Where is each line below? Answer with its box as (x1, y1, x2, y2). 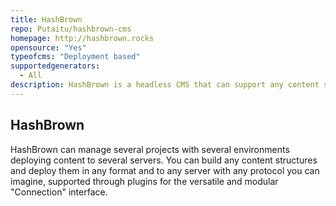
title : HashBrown (10, 14, 83, 25)
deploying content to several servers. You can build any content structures (10, 154, 318, 166)
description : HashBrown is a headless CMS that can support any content (10, 80, 320, 90)
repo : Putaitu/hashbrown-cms (10, 24, 132, 34)
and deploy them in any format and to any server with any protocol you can (10, 164, 320, 176)
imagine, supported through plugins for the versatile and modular (10, 175, 279, 187)
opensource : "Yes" (10, 42, 87, 53)
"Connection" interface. (10, 186, 108, 198)
